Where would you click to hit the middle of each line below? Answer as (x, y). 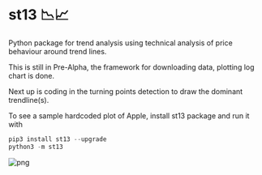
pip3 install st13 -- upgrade (58, 139)
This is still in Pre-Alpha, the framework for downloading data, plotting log (131, 67)
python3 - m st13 (36, 147)
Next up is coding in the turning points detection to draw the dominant (126, 91)
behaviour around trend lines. (58, 51)
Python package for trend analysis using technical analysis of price (120, 43)
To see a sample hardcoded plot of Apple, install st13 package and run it (129, 115)
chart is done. (32, 75)
